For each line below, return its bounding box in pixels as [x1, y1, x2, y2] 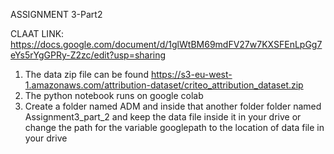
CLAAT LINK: [10, 28, 65, 39]
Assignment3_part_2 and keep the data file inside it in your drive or [24, 111, 302, 123]
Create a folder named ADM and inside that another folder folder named [24, 100, 322, 112]
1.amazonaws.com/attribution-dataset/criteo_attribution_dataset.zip [24, 79, 304, 91]
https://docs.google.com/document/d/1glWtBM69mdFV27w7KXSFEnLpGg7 [10, 39, 323, 50]
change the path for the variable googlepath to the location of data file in [24, 122, 325, 133]
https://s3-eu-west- [150, 69, 233, 80]
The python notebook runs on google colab [24, 90, 204, 101]
